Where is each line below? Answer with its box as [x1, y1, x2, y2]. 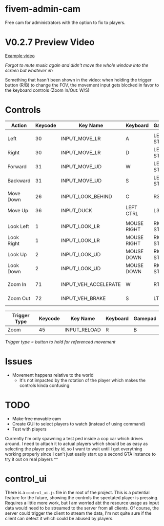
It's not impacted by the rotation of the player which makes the [19, 377, 146, 383]
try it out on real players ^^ [5, 456, 59, 462]
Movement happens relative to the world [12, 372, 94, 378]
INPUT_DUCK [61, 207, 92, 214]
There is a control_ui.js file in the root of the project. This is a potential [5, 489, 150, 495]
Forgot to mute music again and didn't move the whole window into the [5, 62, 149, 68]
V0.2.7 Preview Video [5, 37, 95, 48]
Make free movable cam [12, 416, 61, 422]
